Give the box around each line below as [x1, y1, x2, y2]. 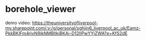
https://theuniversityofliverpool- [32, 20, 98, 26]
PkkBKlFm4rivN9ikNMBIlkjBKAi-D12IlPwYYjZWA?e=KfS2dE [5, 30, 128, 36]
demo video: [5, 20, 31, 26]
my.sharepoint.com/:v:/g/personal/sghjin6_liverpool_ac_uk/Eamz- [5, 25, 141, 31]
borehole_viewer [5, 3, 76, 15]
